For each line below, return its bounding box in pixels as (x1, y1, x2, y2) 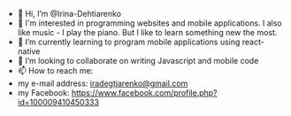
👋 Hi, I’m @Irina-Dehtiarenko (17, 9, 122, 19)
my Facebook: (17, 88, 70, 97)
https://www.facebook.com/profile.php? (71, 88, 218, 97)
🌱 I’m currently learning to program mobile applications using (17, 36, 241, 47)
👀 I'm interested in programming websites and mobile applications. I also (17, 18, 283, 28)
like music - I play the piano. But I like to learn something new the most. (17, 27, 278, 37)
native (17, 46, 41, 57)
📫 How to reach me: (17, 66, 94, 75)
